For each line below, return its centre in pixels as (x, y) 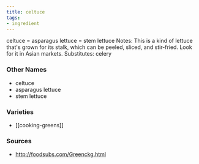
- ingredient (23, 23)
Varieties (20, 112)
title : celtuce (26, 12)
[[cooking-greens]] (39, 125)
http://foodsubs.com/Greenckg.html (61, 154)
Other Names (27, 70)
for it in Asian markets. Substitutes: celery (59, 54)
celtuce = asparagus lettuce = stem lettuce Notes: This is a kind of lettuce (99, 41)
